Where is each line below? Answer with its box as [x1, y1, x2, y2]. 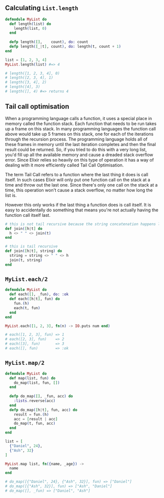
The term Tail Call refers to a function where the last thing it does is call [5, 171, 148, 177]
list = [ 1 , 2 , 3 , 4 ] [5, 57, 47, 62]
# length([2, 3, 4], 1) [5, 75, 54, 80]
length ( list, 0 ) [14, 26, 47, 31]
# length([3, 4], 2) [5, 80, 47, 85]
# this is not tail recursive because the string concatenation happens [5, 222, 156, 227]
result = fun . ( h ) [14, 412, 49, 417]
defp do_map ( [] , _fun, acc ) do [9, 394, 73, 399]
